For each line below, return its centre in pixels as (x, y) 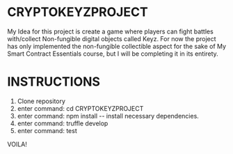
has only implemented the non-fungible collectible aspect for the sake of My (117, 46)
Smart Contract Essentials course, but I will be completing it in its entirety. (113, 54)
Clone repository (41, 101)
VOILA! (17, 144)
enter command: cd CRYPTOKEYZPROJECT (80, 108)
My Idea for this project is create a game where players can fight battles (110, 31)
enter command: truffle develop (63, 123)
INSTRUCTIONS (54, 82)
